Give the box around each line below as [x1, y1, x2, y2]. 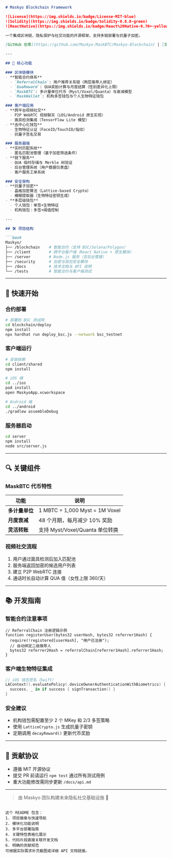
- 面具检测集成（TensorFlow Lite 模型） [10, 117, 90, 123]
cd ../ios [5, 380, 27, 386]
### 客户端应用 [5, 103, 34, 108]
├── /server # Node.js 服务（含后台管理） [5, 254, 106, 259]
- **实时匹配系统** [5, 146, 42, 151]
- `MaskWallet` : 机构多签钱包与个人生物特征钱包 [10, 94, 104, 99]
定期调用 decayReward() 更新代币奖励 [12, 730, 91, 736]
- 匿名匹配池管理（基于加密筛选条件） [10, 150, 79, 156]
